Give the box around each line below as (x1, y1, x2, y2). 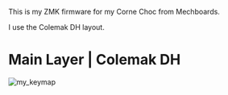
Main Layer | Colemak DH (8, 51, 181, 69)
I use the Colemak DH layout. (8, 23, 105, 31)
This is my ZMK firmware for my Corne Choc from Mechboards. (8, 7, 220, 16)
